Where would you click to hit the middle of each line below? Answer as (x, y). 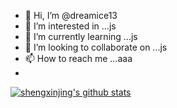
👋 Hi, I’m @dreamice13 (71, 15)
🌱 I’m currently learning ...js (81, 36)
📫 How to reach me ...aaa (78, 58)
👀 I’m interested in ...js (70, 26)
